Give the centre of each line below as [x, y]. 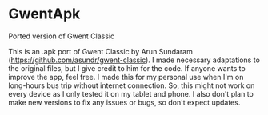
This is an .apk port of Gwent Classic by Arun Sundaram [101, 51]
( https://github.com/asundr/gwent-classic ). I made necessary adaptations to [134, 60]
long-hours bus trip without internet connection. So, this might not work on [132, 85]
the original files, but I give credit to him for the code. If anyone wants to [127, 68]
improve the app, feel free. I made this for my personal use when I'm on [126, 77]
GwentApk [44, 14]
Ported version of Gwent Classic [62, 36]
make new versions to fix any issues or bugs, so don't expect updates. [124, 102]
